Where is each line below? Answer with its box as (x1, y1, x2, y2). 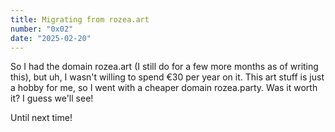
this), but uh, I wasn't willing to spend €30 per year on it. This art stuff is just (10, 71, 325, 83)
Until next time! (10, 112, 73, 124)
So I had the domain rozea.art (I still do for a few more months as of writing (10, 61, 319, 73)
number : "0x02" (10, 24, 74, 34)
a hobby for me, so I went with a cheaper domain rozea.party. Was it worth (10, 82, 318, 94)
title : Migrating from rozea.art (10, 14, 150, 25)
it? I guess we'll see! (10, 92, 94, 105)
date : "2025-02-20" (10, 33, 92, 43)
